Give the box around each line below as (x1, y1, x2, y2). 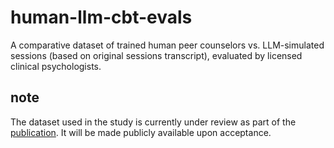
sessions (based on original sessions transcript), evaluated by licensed (10, 49, 303, 61)
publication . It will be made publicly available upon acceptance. (10, 126, 272, 138)
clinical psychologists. (10, 60, 102, 72)
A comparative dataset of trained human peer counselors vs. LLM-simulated (10, 39, 325, 51)
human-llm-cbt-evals (10, 6, 193, 29)
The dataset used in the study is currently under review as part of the (10, 116, 297, 128)
